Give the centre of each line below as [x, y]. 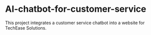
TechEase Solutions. [26, 28]
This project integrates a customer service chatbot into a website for [75, 23]
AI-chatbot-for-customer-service [76, 9]
